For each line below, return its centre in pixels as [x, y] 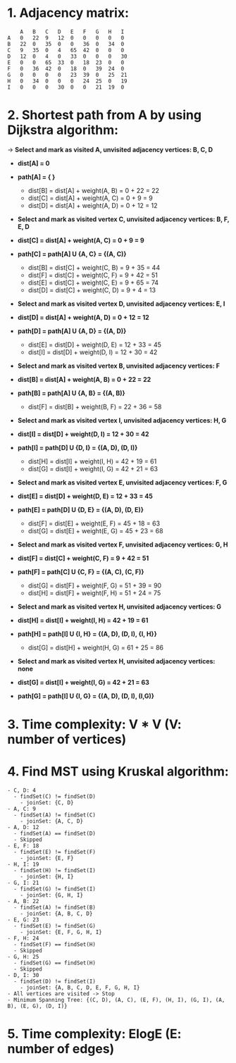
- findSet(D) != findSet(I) [55, 981]
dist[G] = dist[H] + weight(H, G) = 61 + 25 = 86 [96, 647]
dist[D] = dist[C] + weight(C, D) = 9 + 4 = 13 [92, 290]
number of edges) [61, 1049]
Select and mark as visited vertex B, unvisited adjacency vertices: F [119, 366]
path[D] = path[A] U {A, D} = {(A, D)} [72, 331]
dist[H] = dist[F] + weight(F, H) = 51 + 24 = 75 [94, 592]
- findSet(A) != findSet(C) [55, 815]
